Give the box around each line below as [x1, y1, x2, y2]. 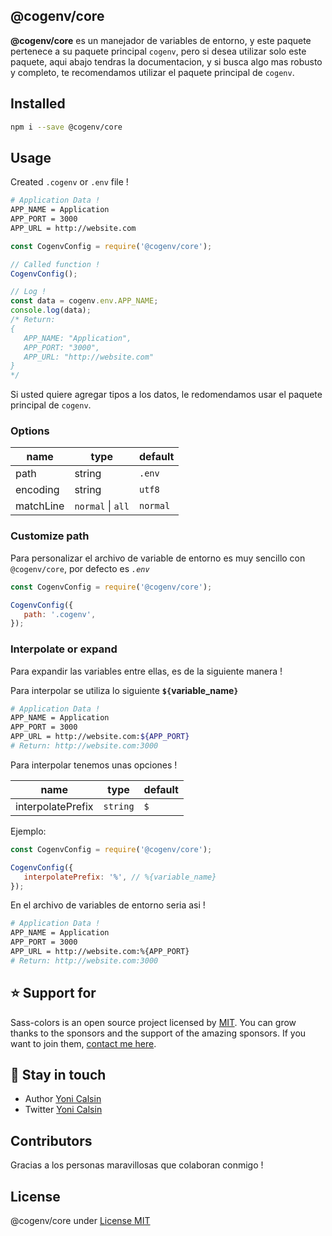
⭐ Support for [10, 985, 97, 1002]
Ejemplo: [10, 825, 47, 837]
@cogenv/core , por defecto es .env [10, 562, 150, 574]
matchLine [15, 499, 65, 513]
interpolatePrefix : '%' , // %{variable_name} [23, 872, 217, 882]
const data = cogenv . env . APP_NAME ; [10, 296, 159, 306]
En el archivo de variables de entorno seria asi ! [10, 899, 206, 911]
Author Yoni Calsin [24, 1093, 102, 1105]
